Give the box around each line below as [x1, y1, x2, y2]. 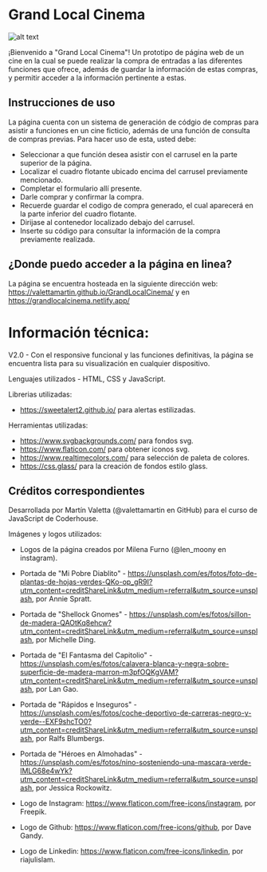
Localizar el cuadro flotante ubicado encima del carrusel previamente [19, 166, 249, 176]
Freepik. [19, 807, 47, 817]
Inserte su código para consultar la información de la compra [19, 226, 221, 235]
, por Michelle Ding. [31, 635, 96, 645]
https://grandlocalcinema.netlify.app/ [8, 295, 130, 305]
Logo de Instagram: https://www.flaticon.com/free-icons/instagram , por [19, 799, 257, 808]
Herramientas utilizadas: [8, 420, 88, 430]
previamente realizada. [19, 234, 96, 244]
